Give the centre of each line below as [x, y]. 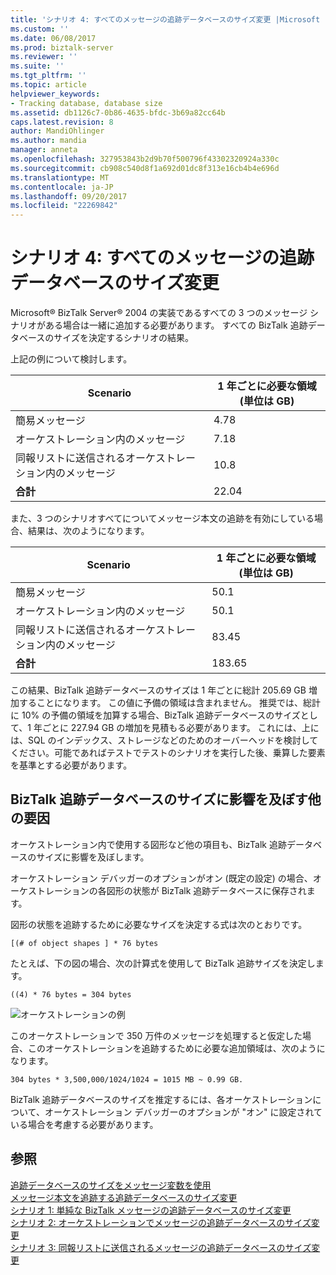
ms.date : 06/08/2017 [53, 38]
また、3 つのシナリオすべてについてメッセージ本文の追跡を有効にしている [162, 518]
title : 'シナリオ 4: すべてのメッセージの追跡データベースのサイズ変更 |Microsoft [165, 19]
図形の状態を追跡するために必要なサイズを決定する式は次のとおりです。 [159, 924]
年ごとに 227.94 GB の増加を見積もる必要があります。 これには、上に [176, 728]
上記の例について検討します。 [71, 359]
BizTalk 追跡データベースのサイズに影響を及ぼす [159, 799]
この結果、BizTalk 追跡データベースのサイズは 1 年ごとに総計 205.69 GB [158, 690]
